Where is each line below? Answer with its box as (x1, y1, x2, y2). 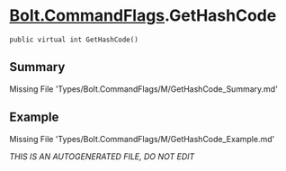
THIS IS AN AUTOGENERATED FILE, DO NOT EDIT (9, 150, 195, 162)
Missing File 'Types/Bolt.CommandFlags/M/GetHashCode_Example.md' (9, 133, 275, 144)
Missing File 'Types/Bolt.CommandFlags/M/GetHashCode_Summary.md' (9, 83, 279, 94)
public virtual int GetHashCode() (9, 35, 139, 44)
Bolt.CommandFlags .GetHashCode (9, 5, 277, 26)
